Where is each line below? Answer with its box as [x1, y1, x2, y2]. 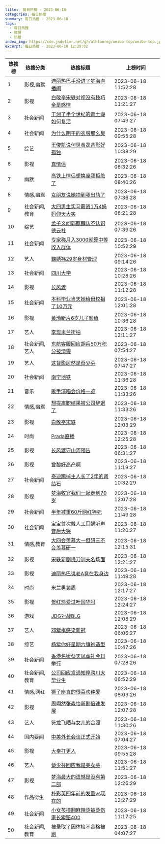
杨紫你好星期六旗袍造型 [51, 641, 106, 648]
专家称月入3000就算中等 [51, 236, 109, 243]
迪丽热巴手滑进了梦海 [51, 77, 101, 84]
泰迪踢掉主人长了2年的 [51, 473, 104, 479]
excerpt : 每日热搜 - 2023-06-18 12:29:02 [5, 44, 88, 49]
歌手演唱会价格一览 [51, 388, 96, 395]
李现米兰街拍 [51, 329, 81, 336]
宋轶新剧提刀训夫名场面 [51, 556, 106, 563]
